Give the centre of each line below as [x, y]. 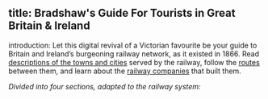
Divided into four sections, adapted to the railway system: [105, 86]
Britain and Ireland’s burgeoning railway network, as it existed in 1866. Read [134, 54]
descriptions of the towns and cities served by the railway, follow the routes [134, 62]
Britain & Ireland [49, 26]
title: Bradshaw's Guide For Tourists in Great [122, 13]
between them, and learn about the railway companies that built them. [125, 71]
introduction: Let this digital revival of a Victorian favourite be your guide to [133, 45]
